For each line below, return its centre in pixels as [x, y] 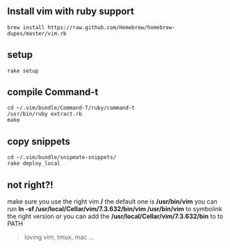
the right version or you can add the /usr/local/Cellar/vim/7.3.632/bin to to [115, 216]
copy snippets [39, 141]
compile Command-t [53, 92]
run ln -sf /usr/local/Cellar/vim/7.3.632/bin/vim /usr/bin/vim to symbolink [115, 209]
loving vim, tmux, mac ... [59, 237]
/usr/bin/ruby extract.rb [44, 114]
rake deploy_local [34, 164]
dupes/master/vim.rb [37, 33]
